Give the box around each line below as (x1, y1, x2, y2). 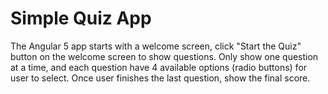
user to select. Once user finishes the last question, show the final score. (10, 72, 311, 84)
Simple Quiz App (10, 7, 152, 30)
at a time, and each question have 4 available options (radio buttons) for (10, 61, 308, 73)
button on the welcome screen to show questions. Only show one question (10, 50, 319, 62)
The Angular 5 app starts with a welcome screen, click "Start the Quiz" (10, 40, 302, 52)
